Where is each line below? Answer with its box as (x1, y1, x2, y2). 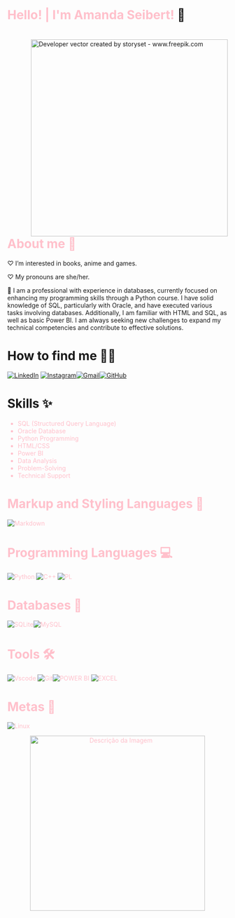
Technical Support (17, 471, 71, 480)
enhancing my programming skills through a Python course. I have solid (7, 293, 214, 302)
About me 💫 (7, 235, 77, 251)
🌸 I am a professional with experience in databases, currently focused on (7, 286, 218, 294)
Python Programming (17, 434, 79, 443)
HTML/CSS (17, 441, 50, 450)
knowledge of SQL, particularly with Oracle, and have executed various (7, 301, 213, 310)
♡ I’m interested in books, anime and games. (7, 259, 138, 267)
